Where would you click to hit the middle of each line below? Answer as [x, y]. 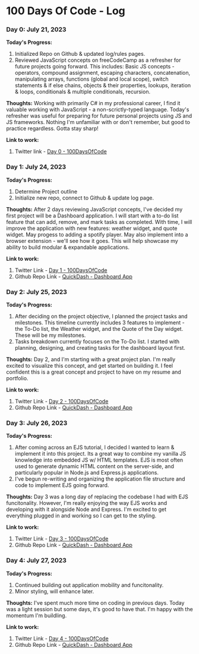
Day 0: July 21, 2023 [36, 30]
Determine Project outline [46, 191]
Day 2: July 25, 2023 [37, 292]
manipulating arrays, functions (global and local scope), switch [92, 79]
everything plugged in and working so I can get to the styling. [81, 516]
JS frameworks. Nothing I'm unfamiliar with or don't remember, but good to [98, 122]
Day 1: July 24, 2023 [36, 167]
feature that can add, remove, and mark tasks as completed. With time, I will [99, 222]
